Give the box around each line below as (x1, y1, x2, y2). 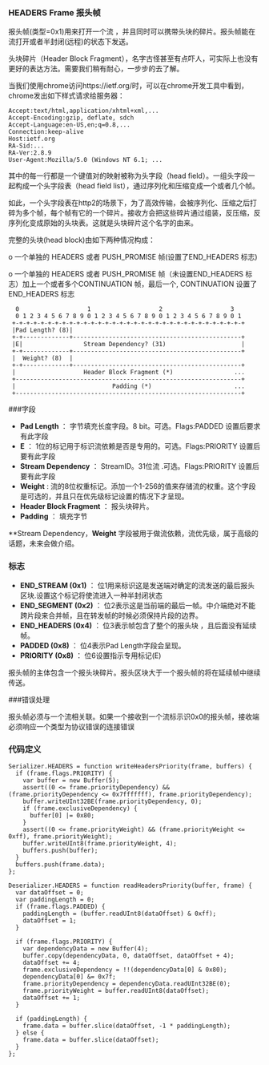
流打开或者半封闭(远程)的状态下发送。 (8, 37, 134, 46)
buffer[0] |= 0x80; (29, 811, 94, 819)
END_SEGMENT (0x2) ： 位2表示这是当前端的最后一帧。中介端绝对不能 (19, 600, 256, 610)
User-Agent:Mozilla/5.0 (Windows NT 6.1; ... (8, 156, 163, 164)
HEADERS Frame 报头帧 (8, 6, 102, 18)
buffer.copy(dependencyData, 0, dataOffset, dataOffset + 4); (22, 951, 235, 959)
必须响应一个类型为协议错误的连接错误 (8, 721, 134, 731)
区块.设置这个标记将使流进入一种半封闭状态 (19, 591, 163, 600)
